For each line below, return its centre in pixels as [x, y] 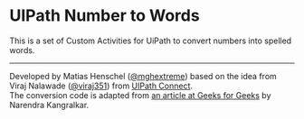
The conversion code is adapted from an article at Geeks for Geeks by [140, 95]
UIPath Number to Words [105, 16]
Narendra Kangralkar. [49, 105]
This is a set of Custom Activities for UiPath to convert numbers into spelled [151, 41]
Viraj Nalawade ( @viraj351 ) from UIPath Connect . [101, 86]
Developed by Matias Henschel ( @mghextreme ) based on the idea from [143, 76]
